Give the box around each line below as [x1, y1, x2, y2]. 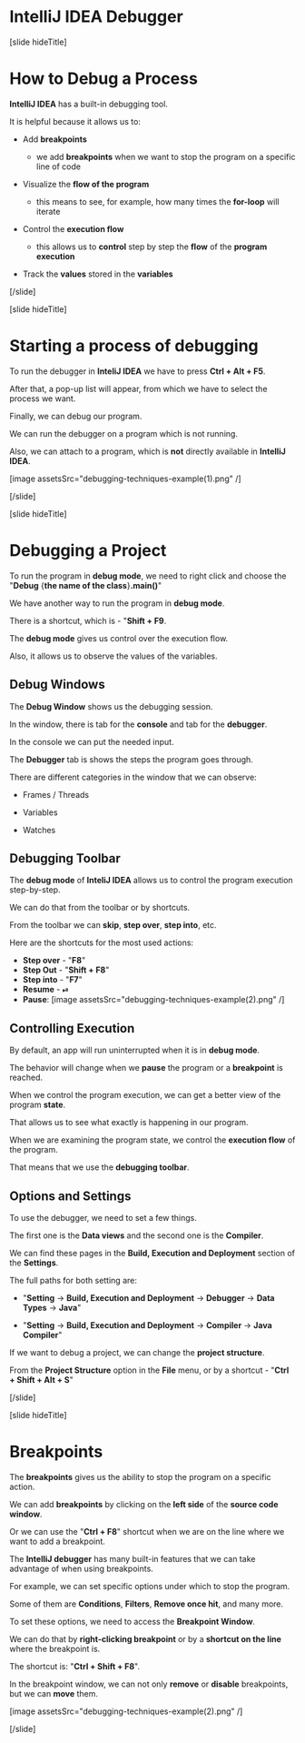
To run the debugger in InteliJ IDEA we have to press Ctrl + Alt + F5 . [9, 366, 266, 377]
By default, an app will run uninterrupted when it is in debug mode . [9, 1044, 261, 1056]
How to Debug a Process [9, 68, 198, 89]
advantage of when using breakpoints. [9, 1563, 154, 1574]
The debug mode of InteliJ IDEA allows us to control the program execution [9, 875, 293, 886]
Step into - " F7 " [22, 974, 84, 985]
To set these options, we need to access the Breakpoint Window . [9, 1616, 256, 1627]
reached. [9, 1072, 44, 1083]
